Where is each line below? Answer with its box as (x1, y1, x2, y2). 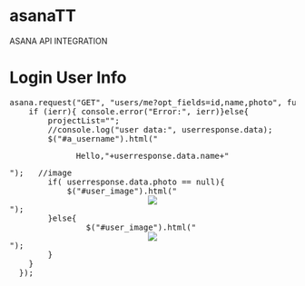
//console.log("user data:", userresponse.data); (47, 124, 273, 134)
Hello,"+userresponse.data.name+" (75, 151, 230, 161)
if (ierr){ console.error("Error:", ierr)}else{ (28, 106, 250, 116)
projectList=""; (47, 115, 120, 125)
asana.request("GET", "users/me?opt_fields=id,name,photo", (9, 97, 283, 107)
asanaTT (9, 5, 77, 26)
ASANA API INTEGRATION (9, 35, 108, 46)
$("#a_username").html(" (47, 133, 159, 143)
